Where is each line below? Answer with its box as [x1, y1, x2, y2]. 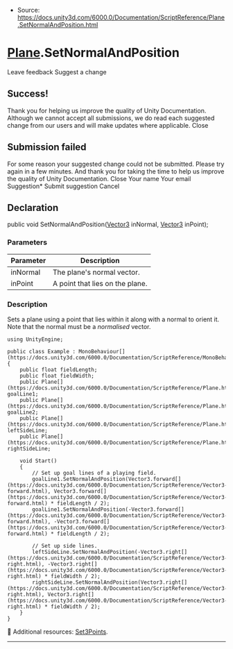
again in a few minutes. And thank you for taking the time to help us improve [7, 167, 225, 176]
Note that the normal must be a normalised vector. [7, 322, 151, 330]
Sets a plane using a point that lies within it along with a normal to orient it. [7, 315, 220, 323]
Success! [7, 88, 49, 100]
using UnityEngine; [7, 336, 64, 343]
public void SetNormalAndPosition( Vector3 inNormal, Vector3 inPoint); [7, 220, 209, 228]
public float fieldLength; [19, 366, 98, 373]
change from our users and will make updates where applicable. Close [7, 121, 209, 129]
